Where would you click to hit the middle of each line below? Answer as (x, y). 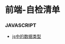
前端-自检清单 (33, 10)
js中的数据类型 (26, 36)
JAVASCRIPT (21, 26)
